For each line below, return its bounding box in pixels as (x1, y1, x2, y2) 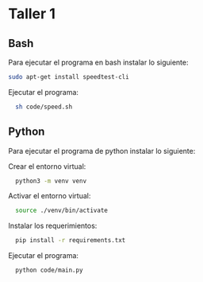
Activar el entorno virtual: (8, 191, 91, 201)
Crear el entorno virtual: (8, 161, 86, 171)
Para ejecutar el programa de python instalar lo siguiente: (8, 146, 196, 155)
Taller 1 (8, 5, 56, 23)
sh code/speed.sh (15, 103, 73, 111)
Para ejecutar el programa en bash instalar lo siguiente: (8, 57, 189, 67)
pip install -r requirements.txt (15, 237, 126, 245)
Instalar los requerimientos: (8, 221, 98, 231)
